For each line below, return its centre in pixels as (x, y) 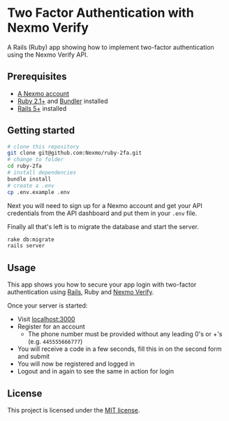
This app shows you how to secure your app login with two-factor (102, 284)
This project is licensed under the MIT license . (74, 410)
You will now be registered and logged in (76, 364)
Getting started (41, 131)
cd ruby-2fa (24, 166)
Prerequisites (37, 77)
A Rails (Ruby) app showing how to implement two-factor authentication (111, 47)
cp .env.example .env (39, 192)
